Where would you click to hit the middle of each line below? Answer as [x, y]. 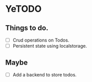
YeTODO [24, 9]
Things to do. [27, 28]
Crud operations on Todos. [41, 40]
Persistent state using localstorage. [50, 46]
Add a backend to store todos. [44, 74]
